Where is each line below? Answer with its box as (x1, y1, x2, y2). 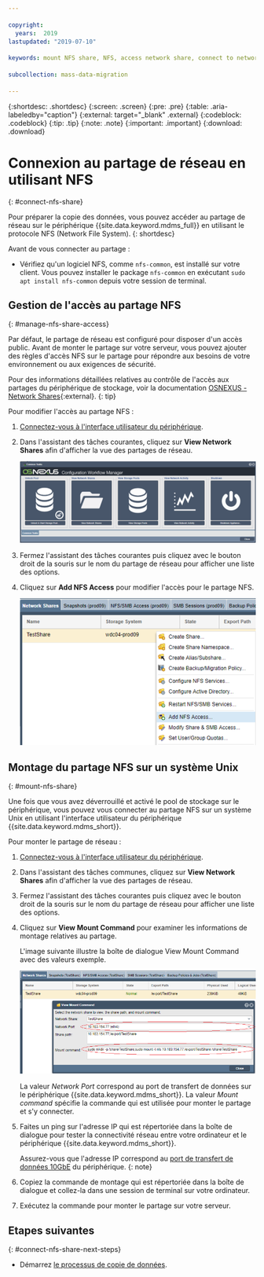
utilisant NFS (8, 171, 93, 189)
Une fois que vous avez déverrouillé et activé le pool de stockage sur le (8, 797, 240, 806)
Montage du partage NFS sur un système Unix (8, 761, 239, 774)
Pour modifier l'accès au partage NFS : (8, 407, 134, 416)
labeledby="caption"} (8, 110, 78, 119)
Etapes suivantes (8, 1224, 95, 1237)
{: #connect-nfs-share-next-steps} (8, 1245, 122, 1254)
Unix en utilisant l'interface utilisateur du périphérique (8, 813, 182, 823)
